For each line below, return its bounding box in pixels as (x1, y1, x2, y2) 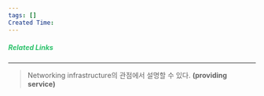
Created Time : (8, 19, 55, 27)
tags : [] (8, 11, 37, 20)
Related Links (8, 43, 53, 52)
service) (27, 80, 56, 89)
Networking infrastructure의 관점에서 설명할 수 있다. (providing (27, 71, 228, 80)
